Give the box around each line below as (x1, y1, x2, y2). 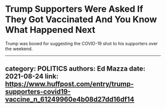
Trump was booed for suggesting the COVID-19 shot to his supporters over (5, 40, 158, 46)
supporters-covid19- (5, 87, 71, 96)
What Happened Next (5, 25, 95, 35)
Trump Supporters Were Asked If (5, 3, 143, 15)
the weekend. (5, 46, 33, 52)
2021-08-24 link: (5, 72, 59, 81)
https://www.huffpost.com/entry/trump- (5, 80, 134, 88)
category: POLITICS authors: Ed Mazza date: (5, 65, 146, 73)
